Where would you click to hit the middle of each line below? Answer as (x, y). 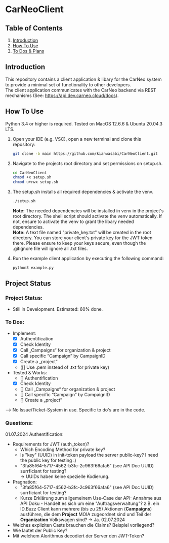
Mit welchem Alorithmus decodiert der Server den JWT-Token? (78, 536)
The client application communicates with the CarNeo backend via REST (81, 90)
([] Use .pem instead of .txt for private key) (65, 367)
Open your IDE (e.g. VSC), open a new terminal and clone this (77, 139)
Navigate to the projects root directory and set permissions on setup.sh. (88, 163)
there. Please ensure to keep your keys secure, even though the (79, 243)
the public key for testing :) (48, 460)
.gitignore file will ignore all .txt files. (50, 248)
